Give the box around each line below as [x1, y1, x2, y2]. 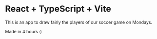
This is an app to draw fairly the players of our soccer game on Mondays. [5, 19, 153, 25]
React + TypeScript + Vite [5, 3, 111, 14]
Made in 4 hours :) [5, 28, 42, 34]
